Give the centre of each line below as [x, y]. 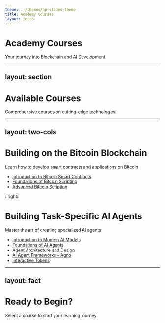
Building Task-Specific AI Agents [74, 216]
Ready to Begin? [39, 302]
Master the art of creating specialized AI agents [53, 230]
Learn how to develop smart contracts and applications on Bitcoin [72, 167]
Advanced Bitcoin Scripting [40, 187]
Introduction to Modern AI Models [46, 239]
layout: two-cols [31, 132]
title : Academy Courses [29, 14]
